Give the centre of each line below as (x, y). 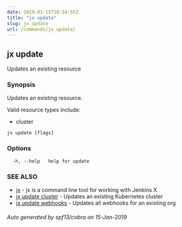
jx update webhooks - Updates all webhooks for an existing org (96, 202)
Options (19, 148)
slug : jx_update (28, 23)
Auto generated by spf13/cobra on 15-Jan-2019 (67, 217)
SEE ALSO (22, 177)
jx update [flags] (30, 133)
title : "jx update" (32, 18)
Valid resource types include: (44, 110)
